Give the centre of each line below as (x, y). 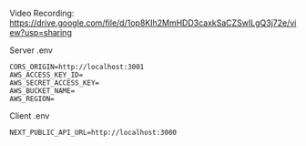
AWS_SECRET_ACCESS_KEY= (55, 83)
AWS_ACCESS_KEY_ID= (46, 75)
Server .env (31, 50)
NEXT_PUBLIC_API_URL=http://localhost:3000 (93, 132)
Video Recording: (42, 13)
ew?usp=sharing (41, 32)
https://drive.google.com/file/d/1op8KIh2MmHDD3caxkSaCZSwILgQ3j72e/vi (153, 23)
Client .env (30, 116)
